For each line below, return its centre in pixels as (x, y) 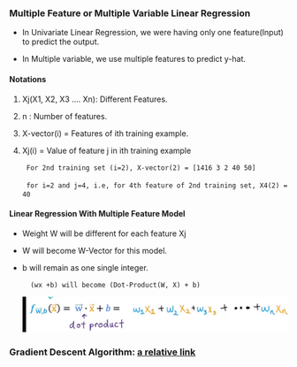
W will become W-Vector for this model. (95, 250)
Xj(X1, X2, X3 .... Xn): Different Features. (95, 99)
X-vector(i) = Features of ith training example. (105, 133)
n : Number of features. (65, 116)
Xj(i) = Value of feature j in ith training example (107, 150)
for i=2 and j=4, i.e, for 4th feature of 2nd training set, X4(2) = (157, 185)
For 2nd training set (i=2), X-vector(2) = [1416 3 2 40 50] (141, 168)
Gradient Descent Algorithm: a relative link (103, 352)
